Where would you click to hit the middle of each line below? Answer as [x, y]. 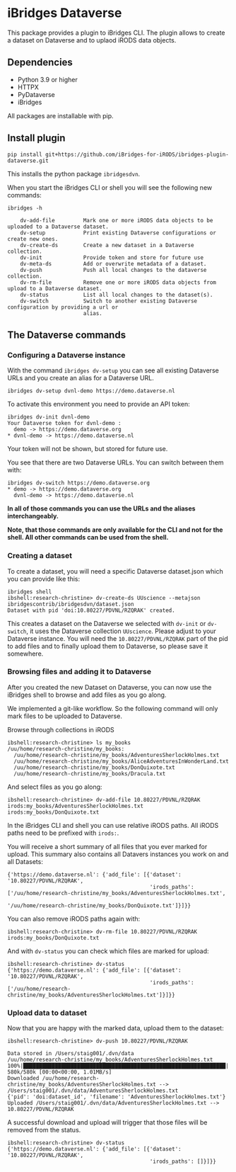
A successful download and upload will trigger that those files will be [107, 1122]
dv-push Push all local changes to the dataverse [113, 270]
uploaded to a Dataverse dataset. [58, 227]
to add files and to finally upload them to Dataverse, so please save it [108, 646]
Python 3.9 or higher [47, 79]
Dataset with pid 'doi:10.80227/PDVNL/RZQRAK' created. [91, 610]
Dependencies [40, 63]
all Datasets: [25, 861]
